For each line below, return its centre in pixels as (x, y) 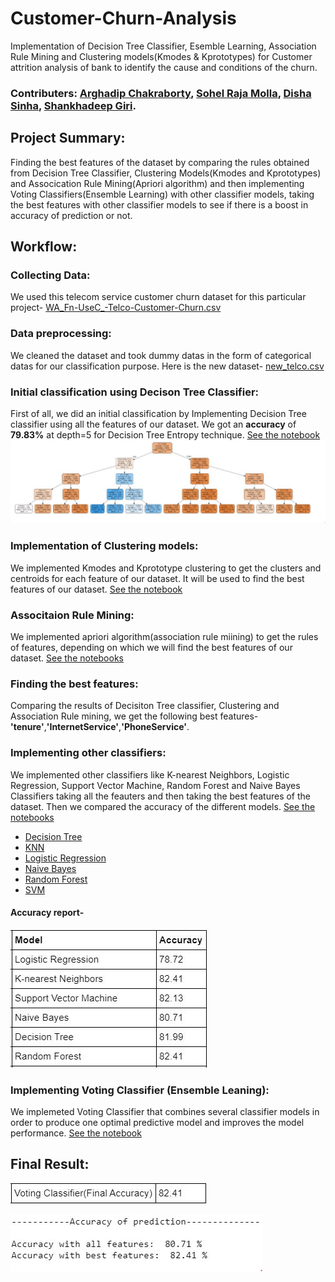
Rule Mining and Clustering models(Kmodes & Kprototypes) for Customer (161, 56)
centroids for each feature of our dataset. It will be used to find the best (157, 578)
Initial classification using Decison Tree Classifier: (135, 392)
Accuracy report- (47, 913)
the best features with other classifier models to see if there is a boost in (159, 204)
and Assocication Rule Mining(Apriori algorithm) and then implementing (157, 183)
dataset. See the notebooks (67, 658)
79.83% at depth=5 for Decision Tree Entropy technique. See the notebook (165, 434)
